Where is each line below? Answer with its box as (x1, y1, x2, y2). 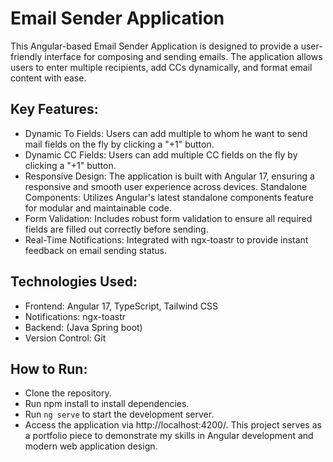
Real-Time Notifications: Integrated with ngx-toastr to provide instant (24, 233, 309, 246)
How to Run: (10, 360, 88, 377)
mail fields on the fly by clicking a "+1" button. (24, 138, 215, 150)
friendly (10, 50, 43, 62)
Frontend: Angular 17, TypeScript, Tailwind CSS (24, 300, 219, 312)
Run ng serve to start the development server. (24, 408, 215, 421)
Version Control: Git (24, 332, 107, 344)
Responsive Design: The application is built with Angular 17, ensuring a (24, 170, 315, 182)
